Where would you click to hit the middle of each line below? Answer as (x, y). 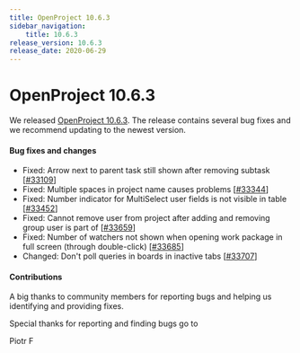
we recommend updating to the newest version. (98, 130)
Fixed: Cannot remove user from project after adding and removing (146, 218)
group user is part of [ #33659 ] (79, 228)
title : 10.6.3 (52, 34)
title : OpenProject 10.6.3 (60, 18)
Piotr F (22, 341)
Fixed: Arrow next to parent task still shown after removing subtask (146, 171)
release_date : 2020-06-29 (57, 51)
